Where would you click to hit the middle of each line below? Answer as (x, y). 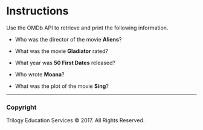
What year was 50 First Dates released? (65, 63)
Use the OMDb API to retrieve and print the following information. (87, 28)
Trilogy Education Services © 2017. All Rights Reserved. (76, 120)
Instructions (37, 11)
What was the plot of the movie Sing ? (62, 86)
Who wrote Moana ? (40, 74)
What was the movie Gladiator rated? (62, 51)
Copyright (21, 107)
